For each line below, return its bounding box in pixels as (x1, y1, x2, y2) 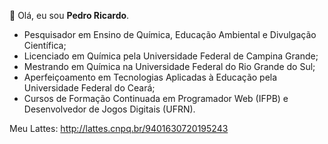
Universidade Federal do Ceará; (23, 82, 156, 94)
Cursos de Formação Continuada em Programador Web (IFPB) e (23, 93, 289, 104)
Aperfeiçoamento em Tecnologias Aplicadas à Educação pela (23, 71, 278, 83)
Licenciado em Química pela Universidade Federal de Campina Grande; (23, 50, 319, 62)
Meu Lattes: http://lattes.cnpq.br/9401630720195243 (9, 123, 229, 134)
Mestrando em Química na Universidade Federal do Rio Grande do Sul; (23, 61, 316, 72)
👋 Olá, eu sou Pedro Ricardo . (9, 10, 130, 21)
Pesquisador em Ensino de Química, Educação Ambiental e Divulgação (23, 29, 317, 40)
